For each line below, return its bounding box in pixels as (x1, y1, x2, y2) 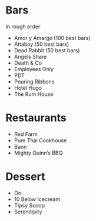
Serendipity (14, 208, 42, 215)
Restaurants (5, 111, 67, 125)
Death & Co (14, 59, 42, 66)
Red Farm (14, 130, 38, 138)
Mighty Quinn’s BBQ (14, 149, 63, 156)
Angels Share (14, 53, 47, 60)
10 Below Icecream (14, 195, 60, 203)
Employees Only (14, 65, 54, 72)
